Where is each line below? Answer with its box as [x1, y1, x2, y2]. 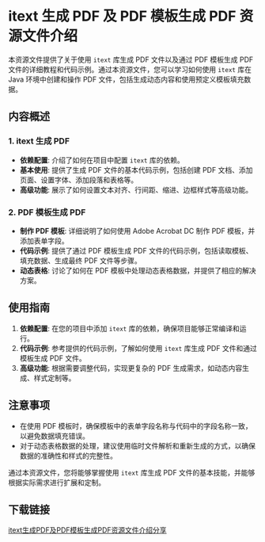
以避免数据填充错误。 [19, 431, 89, 441]
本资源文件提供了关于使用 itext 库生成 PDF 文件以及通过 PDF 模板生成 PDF [8, 55, 254, 64]
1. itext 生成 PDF [8, 135, 70, 147]
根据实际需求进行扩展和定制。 [8, 477, 105, 487]
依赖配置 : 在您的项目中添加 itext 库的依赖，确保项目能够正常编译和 [19, 323, 240, 333]
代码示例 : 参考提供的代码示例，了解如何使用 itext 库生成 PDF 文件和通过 [19, 343, 257, 353]
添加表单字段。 [19, 235, 69, 246]
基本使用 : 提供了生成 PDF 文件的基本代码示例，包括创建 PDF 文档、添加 [19, 165, 253, 174]
